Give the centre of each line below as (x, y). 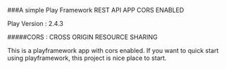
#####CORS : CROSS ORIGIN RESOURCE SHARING (83, 37)
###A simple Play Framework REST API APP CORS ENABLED (96, 10)
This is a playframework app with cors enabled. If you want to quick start (113, 51)
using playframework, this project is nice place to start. (87, 58)
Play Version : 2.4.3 (35, 23)
